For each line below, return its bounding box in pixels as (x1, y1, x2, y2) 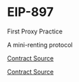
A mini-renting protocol (7, 40, 74, 49)
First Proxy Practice (7, 27, 63, 35)
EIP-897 (7, 4, 54, 20)
